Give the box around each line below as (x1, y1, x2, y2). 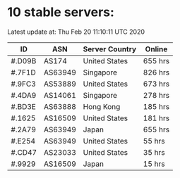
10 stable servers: (7, 4, 115, 20)
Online (145, 44, 168, 53)
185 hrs (143, 101, 170, 111)
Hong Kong (83, 101, 121, 111)
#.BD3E (11, 101, 37, 111)
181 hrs (143, 113, 170, 123)
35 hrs (143, 147, 165, 157)
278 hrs (143, 90, 170, 100)
